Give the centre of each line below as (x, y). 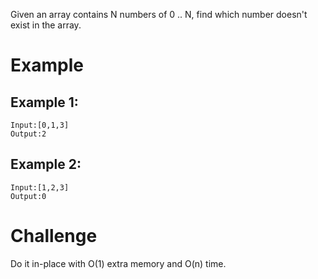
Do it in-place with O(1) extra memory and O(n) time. (118, 263)
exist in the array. (46, 25)
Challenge (54, 236)
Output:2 (28, 134)
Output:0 (28, 196)
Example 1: (44, 102)
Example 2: (46, 164)
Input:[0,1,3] (40, 125)
